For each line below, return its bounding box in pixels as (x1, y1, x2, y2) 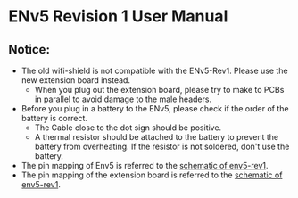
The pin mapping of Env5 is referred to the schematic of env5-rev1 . (21, 161, 269, 170)
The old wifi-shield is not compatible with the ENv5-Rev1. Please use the (21, 65, 288, 76)
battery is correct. (21, 113, 88, 123)
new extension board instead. (21, 75, 131, 86)
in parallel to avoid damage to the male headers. (34, 94, 211, 104)
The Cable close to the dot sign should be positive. (34, 122, 222, 133)
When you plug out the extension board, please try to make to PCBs (34, 85, 285, 95)
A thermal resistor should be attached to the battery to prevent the (34, 132, 279, 142)
